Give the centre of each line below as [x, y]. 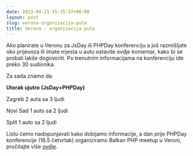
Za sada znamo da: [30, 76]
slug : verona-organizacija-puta [46, 23]
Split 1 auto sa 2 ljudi [31, 123]
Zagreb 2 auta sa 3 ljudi [35, 99]
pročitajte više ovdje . [32, 146]
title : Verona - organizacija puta [51, 28]
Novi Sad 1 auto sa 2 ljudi [37, 111]
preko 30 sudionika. [31, 65]
